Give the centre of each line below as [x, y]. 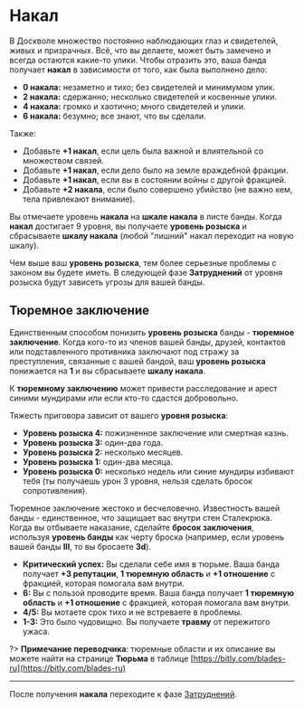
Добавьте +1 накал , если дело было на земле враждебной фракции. [155, 170]
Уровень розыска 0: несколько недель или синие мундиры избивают [158, 471]
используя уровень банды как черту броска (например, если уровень [147, 537]
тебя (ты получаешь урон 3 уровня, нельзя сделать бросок [138, 481]
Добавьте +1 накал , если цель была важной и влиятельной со [143, 151]
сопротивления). [55, 490]
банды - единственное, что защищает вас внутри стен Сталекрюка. [141, 517]
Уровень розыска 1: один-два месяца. [98, 461]
